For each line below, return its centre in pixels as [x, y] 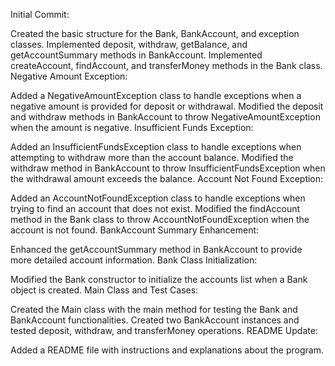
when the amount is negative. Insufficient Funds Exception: [132, 127]
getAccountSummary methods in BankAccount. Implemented [136, 55]
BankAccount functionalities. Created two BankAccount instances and [155, 320]
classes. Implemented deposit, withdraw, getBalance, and [129, 44]
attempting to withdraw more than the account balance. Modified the [152, 157]
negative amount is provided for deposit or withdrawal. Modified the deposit [167, 106]
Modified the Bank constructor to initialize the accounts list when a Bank [159, 279]
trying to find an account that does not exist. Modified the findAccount [155, 208]
